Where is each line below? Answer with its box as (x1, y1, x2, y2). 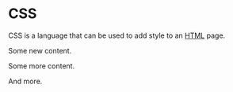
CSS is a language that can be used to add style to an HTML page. (8, 31, 226, 40)
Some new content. (8, 46, 72, 55)
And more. (8, 76, 43, 86)
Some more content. (8, 61, 75, 71)
